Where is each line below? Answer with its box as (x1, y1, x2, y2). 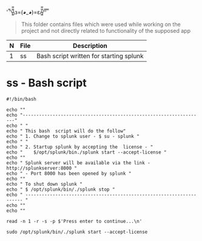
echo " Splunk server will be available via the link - (6, 160, 150, 166)
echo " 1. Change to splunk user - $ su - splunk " (6, 133, 140, 139)
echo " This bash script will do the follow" (6, 127, 126, 134)
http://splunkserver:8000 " (6, 165, 78, 171)
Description (72, 42, 108, 50)
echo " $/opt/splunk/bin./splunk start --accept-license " (6, 149, 167, 155)
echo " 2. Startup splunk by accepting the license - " (6, 144, 153, 150)
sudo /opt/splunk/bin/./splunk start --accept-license (6, 229, 148, 235)
